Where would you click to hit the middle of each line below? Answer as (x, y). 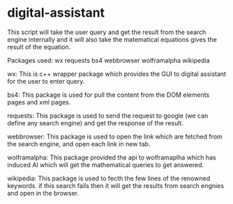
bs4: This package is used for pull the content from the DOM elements (108, 95)
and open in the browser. (43, 193)
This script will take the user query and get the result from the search (107, 32)
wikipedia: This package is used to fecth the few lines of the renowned (109, 178)
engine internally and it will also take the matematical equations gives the (112, 39)
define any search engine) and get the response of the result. (95, 123)
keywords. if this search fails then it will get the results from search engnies (116, 185)
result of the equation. (39, 47)
